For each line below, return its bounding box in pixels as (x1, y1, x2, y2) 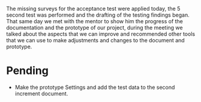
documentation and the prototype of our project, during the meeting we (6, 24, 183, 31)
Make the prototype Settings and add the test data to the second (14, 84, 175, 91)
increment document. (14, 89, 68, 97)
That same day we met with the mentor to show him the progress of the (6, 18, 183, 24)
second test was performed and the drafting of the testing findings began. (6, 11, 190, 18)
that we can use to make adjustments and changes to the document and (6, 37, 185, 44)
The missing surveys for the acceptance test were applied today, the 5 (6, 5, 181, 12)
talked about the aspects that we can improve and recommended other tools (6, 30, 196, 38)
